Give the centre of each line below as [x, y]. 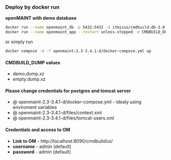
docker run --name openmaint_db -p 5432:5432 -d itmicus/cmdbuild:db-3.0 [85, 27]
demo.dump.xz [28, 74]
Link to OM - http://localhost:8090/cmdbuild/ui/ [63, 141]
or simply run [19, 42]
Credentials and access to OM [38, 130]
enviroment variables [35, 107]
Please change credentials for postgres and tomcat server [68, 91]
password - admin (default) [42, 152]
